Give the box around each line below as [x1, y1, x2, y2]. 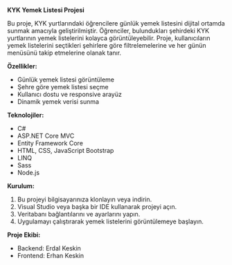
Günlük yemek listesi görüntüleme [17, 75, 115, 84]
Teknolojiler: [7, 111, 44, 119]
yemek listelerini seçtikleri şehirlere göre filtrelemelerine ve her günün [7, 42, 206, 49]
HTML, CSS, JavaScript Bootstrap [17, 147, 114, 154]
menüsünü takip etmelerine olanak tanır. [7, 48, 122, 57]
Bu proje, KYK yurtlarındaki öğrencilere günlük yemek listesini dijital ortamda [7, 19, 225, 27]
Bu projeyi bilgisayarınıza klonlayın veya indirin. [17, 195, 152, 203]
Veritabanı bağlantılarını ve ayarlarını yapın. [17, 210, 141, 218]
